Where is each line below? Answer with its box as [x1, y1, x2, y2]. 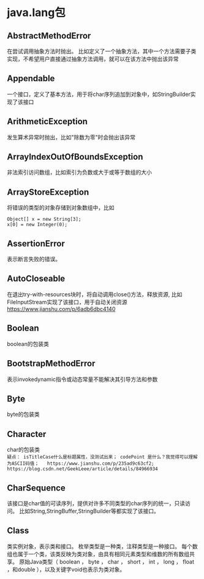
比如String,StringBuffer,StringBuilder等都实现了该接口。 [18, 507, 160, 514]
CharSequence [7, 482, 66, 493]
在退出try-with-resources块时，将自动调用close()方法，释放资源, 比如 [7, 290, 183, 298]
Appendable [7, 73, 55, 84]
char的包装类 [7, 446, 40, 454]
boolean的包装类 [7, 340, 50, 347]
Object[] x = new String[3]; [7, 216, 81, 223]
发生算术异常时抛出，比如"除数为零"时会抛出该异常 [7, 133, 136, 141]
